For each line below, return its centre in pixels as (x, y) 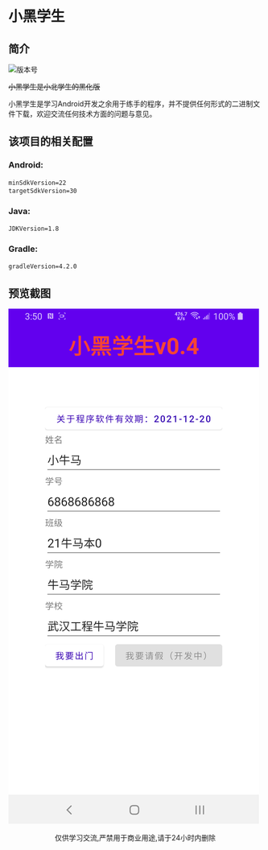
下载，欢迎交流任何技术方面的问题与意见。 (86, 114)
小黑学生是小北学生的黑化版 (54, 87)
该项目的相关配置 (51, 142)
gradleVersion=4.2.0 (43, 266)
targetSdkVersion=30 (43, 191)
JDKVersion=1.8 (34, 229)
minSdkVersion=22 (37, 183)
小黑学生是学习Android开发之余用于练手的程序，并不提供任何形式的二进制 (131, 104)
